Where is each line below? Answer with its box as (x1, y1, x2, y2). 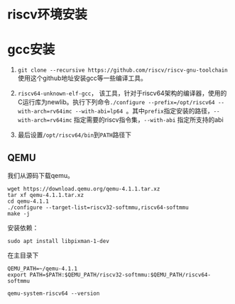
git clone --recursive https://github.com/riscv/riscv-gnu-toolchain (17, 67, 229, 74)
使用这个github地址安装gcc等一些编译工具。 (17, 74, 148, 82)
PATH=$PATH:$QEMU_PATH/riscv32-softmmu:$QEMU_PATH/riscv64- (29, 271, 212, 278)
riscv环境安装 (7, 6, 87, 23)
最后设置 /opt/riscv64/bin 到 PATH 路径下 (17, 130, 131, 139)
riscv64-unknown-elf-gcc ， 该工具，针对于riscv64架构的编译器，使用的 (17, 89, 227, 98)
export (7, 271, 27, 278)
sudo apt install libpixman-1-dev (7, 237, 110, 244)
